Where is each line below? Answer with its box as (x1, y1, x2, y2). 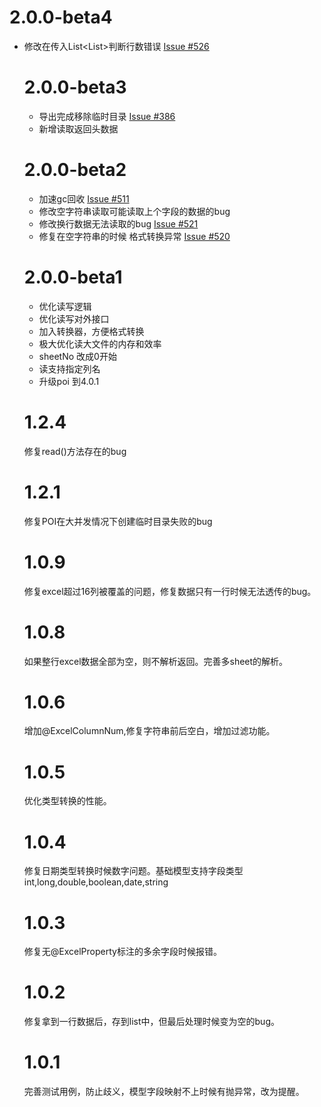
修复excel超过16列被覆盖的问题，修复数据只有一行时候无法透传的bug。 (23, 585, 317, 597)
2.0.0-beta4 (9, 6, 113, 29)
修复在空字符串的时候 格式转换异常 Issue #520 (38, 230, 231, 242)
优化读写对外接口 (38, 312, 110, 325)
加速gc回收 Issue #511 (38, 192, 130, 205)
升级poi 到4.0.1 (38, 375, 100, 387)
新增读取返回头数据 (38, 122, 119, 135)
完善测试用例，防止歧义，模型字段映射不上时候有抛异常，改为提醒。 (23, 1086, 305, 1098)
